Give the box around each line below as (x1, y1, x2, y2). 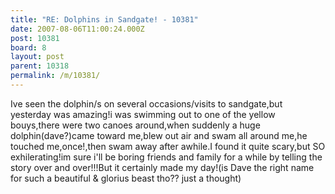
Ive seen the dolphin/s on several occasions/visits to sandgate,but (10, 97, 283, 110)
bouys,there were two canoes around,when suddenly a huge (10, 119, 261, 131)
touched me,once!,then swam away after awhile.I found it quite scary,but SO (10, 140, 326, 152)
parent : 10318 (10, 61, 70, 71)
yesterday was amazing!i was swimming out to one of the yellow (10, 108, 276, 120)
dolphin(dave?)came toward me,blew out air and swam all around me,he (10, 129, 308, 141)
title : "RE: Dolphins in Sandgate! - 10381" (10, 14, 199, 25)
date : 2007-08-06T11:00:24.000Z (10, 24, 145, 34)
